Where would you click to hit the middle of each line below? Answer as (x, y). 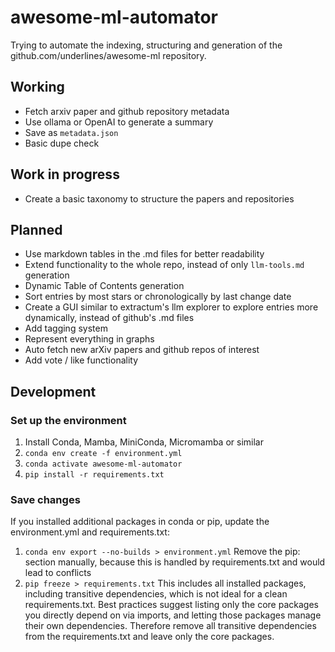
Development (53, 391)
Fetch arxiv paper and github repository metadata (127, 111)
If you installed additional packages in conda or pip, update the (140, 522)
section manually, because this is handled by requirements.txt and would (175, 562)
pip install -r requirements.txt (94, 475)
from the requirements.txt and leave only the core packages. (149, 637)
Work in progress (65, 174)
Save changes (45, 499)
